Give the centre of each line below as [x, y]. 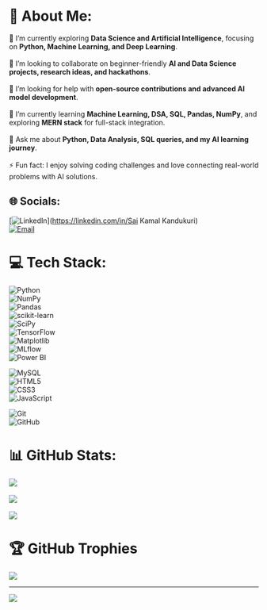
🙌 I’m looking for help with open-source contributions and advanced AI [127, 88]
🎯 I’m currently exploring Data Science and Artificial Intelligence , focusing [132, 38]
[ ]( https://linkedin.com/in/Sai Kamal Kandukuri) [103, 221]
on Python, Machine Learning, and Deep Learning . [93, 46]
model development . [44, 97]
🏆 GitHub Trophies [73, 549]
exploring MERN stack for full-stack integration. [87, 122]
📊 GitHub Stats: [63, 455]
